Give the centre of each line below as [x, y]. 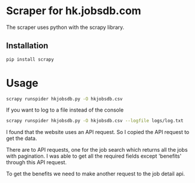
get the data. [22, 138]
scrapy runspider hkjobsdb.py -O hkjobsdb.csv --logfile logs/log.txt [95, 121]
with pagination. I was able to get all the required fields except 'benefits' [94, 156]
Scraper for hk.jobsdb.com [74, 11]
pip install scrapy [30, 59]
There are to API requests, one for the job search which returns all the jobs [97, 150]
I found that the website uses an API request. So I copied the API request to [98, 132]
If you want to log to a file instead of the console [65, 110]
